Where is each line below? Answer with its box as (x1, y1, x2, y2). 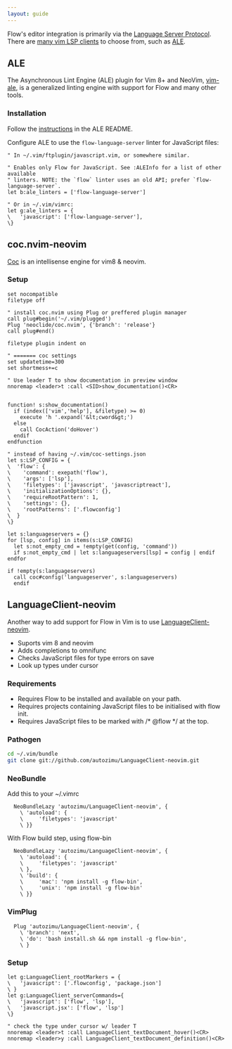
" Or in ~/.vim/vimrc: (7, 201, 74, 208)
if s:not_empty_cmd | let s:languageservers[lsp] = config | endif (13, 549, 216, 556)
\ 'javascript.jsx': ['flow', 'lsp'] (7, 1004, 124, 1011)
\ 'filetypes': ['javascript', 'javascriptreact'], (7, 481, 172, 489)
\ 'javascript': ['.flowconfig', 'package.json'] (7, 979, 162, 986)
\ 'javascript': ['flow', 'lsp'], (7, 998, 115, 1005)
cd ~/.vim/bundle (7, 750, 58, 758)
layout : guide (7, 10, 49, 18)
